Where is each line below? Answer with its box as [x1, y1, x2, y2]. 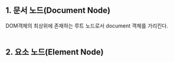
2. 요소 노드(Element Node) [5, 47, 104, 57]
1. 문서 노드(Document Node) [5, 5, 110, 16]
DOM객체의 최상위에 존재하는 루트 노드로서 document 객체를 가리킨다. [5, 22, 169, 29]
